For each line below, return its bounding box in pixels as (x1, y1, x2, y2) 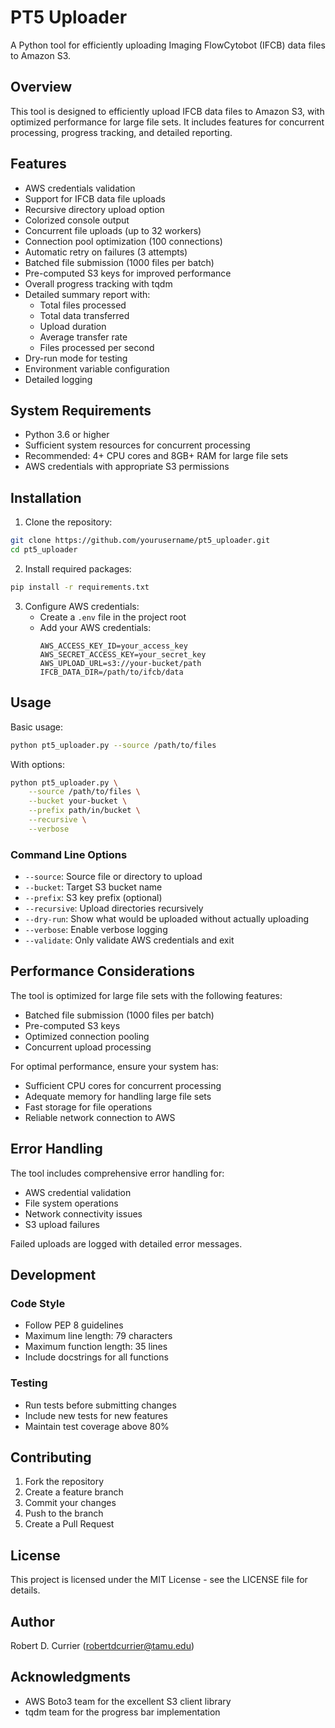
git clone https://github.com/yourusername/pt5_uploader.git (10, 536, 271, 546)
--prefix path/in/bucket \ (28, 806, 141, 816)
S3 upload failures (24, 1218, 100, 1230)
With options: (10, 758, 66, 770)
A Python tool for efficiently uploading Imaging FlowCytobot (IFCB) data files (10, 39, 326, 51)
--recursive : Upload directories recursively (24, 902, 204, 915)
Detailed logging (24, 373, 93, 385)
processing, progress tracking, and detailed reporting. (10, 126, 233, 138)
